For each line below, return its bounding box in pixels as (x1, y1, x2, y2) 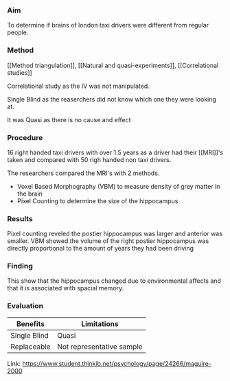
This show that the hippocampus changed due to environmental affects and (7, 277, 222, 285)
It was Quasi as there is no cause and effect (7, 115, 132, 124)
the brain (16, 189, 43, 198)
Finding (7, 262, 33, 271)
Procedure (7, 132, 43, 142)
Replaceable (10, 342, 51, 351)
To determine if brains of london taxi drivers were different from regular (7, 21, 209, 30)
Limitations (81, 319, 119, 328)
